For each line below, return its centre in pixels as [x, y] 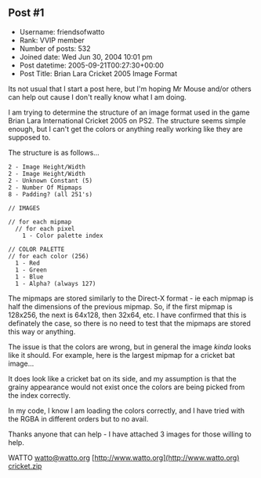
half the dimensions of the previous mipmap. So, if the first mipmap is [120, 306]
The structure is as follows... [54, 152]
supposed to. [29, 137]
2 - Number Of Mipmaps [45, 188]
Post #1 [26, 13]
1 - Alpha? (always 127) [56, 283]
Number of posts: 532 [55, 48]
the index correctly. [40, 395]
